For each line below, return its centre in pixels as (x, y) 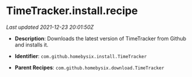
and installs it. (32, 45)
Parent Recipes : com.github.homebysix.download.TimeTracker (89, 67)
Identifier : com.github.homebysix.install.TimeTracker (81, 56)
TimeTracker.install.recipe (72, 11)
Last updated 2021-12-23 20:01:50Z (50, 27)
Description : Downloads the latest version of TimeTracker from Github (100, 38)
